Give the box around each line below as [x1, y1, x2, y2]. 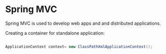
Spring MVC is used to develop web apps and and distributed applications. [5, 20, 161, 26]
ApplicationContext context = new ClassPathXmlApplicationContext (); [5, 44, 153, 49]
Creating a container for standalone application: [5, 30, 105, 36]
